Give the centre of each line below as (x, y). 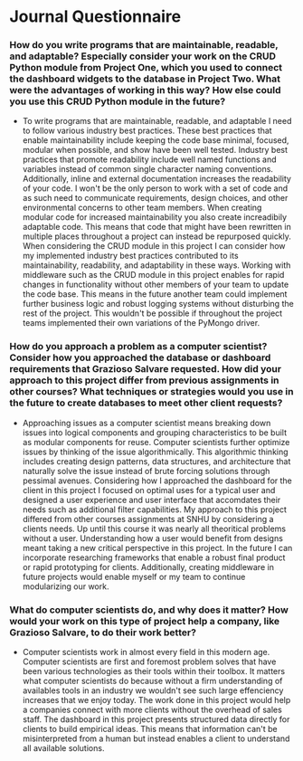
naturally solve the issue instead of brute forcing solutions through (146, 471)
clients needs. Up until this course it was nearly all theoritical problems (154, 528)
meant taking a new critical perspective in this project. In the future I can (157, 547)
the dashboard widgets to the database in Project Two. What (145, 79)
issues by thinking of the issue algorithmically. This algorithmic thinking (155, 452)
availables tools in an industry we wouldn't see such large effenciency (153, 690)
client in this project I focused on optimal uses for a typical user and (149, 490)
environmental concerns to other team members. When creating (142, 208)
